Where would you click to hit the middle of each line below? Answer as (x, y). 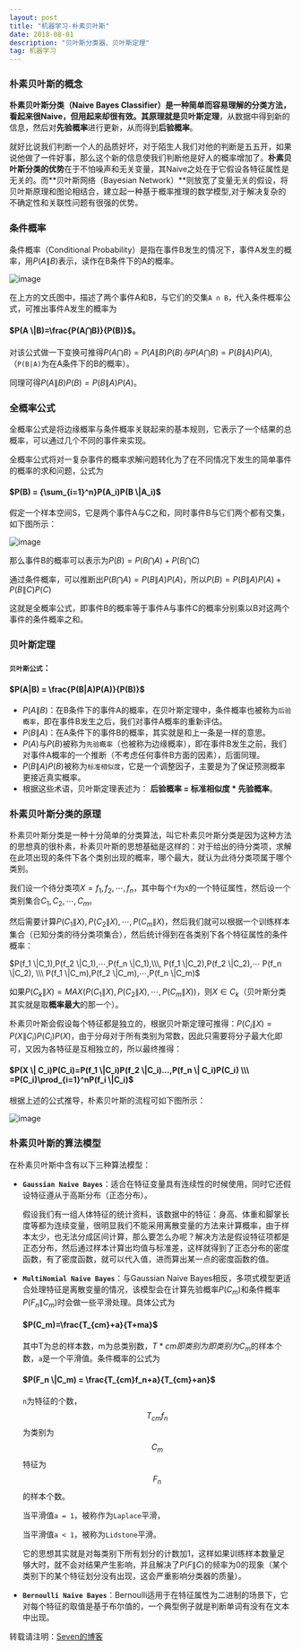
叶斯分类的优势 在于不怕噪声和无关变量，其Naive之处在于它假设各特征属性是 (149, 169)
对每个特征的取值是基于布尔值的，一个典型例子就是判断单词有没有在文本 (155, 1606)
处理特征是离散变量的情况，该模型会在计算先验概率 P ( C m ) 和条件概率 (155, 1290)
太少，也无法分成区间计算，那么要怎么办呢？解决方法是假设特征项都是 (159, 1236)
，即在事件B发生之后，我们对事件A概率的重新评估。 (131, 721)
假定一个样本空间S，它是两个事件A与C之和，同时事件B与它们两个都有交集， (150, 513)
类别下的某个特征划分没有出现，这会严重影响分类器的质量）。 (134, 1576)
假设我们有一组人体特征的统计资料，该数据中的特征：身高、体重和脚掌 (152, 1214)
